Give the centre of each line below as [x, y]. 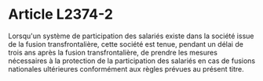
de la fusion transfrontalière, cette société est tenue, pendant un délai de [126, 44]
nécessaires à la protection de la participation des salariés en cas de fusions [132, 61]
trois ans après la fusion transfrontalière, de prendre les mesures [113, 52]
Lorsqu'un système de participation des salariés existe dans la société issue [131, 36]
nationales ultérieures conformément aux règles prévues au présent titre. [126, 69]
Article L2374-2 [61, 14]
